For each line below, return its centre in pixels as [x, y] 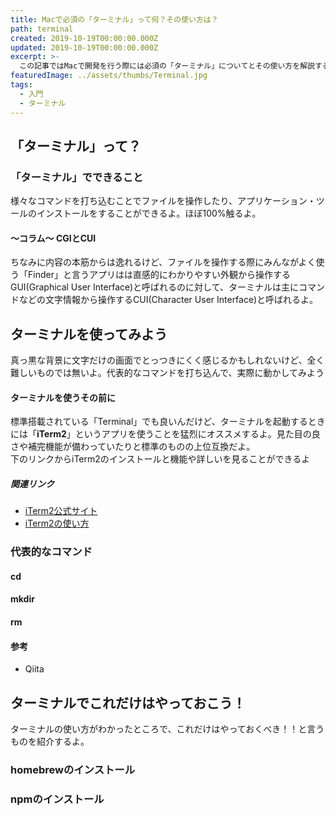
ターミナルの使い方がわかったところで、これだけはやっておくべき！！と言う [167, 729]
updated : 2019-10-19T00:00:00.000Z [84, 47]
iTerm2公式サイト [61, 511]
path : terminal [42, 29]
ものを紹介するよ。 [50, 742]
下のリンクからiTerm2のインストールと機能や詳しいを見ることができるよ [160, 459]
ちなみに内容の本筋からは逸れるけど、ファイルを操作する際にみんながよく [163, 262]
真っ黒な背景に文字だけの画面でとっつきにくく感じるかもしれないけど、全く [167, 360]
